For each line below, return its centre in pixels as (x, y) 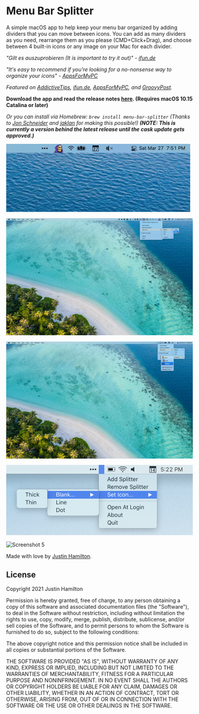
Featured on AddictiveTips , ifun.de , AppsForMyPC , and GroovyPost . (89, 87)
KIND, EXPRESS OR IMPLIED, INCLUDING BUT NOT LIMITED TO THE (90, 668)
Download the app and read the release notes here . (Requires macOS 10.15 (99, 99)
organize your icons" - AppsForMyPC (52, 76)
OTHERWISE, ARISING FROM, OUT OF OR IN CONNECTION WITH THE (92, 699)
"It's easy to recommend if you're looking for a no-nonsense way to (89, 69)
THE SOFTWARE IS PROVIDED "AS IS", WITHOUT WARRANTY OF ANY (92, 662)
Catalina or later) (27, 105)
